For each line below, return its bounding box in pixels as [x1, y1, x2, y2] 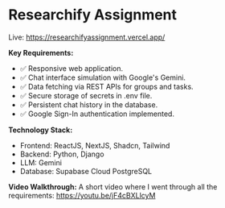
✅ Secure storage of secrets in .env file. [19, 90, 153, 100]
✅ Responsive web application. [19, 63, 123, 73]
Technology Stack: [8, 125, 73, 135]
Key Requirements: [8, 48, 74, 57]
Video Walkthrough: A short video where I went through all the [8, 181, 218, 191]
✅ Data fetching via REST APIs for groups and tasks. [19, 81, 194, 91]
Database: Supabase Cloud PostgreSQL [19, 166, 153, 176]
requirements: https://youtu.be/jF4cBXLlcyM [8, 190, 156, 200]
